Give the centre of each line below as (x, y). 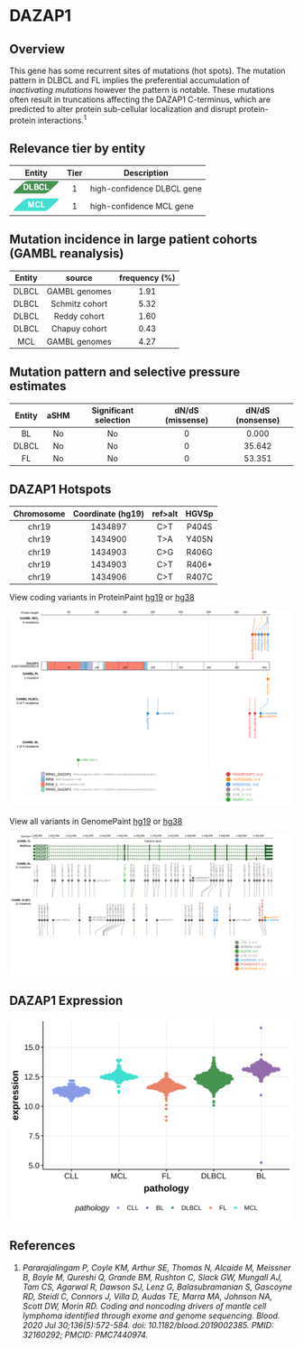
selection (112, 420)
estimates (38, 386)
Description (146, 172)
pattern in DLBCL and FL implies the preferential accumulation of (129, 80)
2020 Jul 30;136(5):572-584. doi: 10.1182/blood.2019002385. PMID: (148, 1325)
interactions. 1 (62, 120)
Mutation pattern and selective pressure (125, 372)
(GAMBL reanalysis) (67, 254)
